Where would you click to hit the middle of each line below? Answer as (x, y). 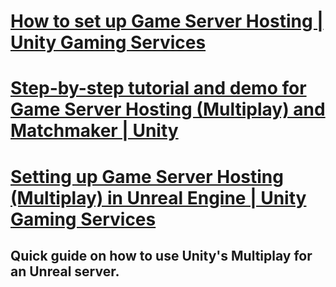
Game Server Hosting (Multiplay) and (168, 109)
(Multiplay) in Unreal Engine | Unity (158, 197)
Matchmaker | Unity (94, 131)
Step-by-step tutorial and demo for (158, 88)
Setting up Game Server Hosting (147, 176)
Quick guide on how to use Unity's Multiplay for (161, 255)
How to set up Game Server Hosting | (167, 21)
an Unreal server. (65, 271)
